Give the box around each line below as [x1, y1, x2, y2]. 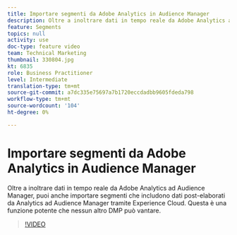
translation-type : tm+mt [7, 83, 80, 90]
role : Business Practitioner [7, 69, 93, 76]
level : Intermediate [7, 76, 68, 83]
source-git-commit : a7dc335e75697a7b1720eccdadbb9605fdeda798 [7, 89, 194, 96]
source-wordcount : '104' [7, 102, 80, 109]
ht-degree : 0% [7, 109, 49, 116]
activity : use [7, 37, 49, 44]
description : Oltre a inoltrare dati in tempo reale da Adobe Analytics [7, 17, 226, 24]
